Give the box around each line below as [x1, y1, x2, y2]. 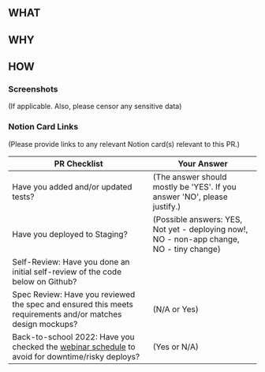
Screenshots [8, 84, 58, 95]
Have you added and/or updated [12, 181, 132, 192]
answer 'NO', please [152, 191, 229, 202]
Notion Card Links [8, 122, 79, 133]
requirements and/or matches [12, 308, 122, 319]
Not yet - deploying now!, [152, 224, 248, 235]
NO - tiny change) [152, 243, 221, 254]
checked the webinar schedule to [12, 341, 136, 352]
